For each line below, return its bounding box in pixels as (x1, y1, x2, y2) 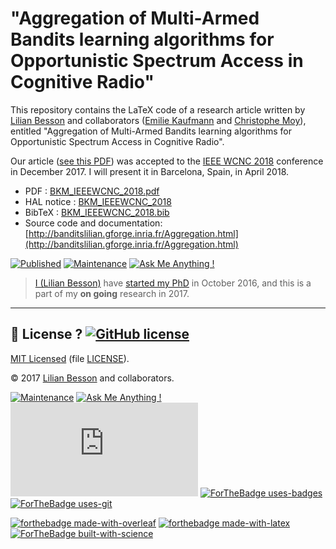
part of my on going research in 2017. (34, 287, 190, 299)
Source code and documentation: (24, 217, 163, 229)
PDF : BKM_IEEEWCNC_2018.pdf (24, 185, 160, 197)
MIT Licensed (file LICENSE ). (10, 352, 130, 364)
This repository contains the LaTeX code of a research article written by (10, 103, 306, 116)
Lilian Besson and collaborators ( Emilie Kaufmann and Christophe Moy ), (10, 114, 307, 126)
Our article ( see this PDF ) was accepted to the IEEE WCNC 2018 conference (10, 155, 324, 167)
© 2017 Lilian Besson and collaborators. (10, 372, 175, 384)
